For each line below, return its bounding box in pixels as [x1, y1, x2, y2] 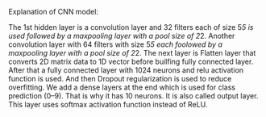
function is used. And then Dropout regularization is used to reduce [8, 74, 232, 83]
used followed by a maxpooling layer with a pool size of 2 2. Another [8, 31, 235, 40]
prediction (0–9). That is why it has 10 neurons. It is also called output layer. [8, 91, 259, 100]
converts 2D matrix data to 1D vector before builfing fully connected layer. [8, 56, 254, 66]
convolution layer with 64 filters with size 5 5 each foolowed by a [8, 40, 223, 49]
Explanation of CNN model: [8, 7, 99, 16]
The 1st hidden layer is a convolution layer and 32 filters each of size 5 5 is [8, 23, 254, 31]
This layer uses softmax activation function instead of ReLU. [8, 100, 208, 109]
